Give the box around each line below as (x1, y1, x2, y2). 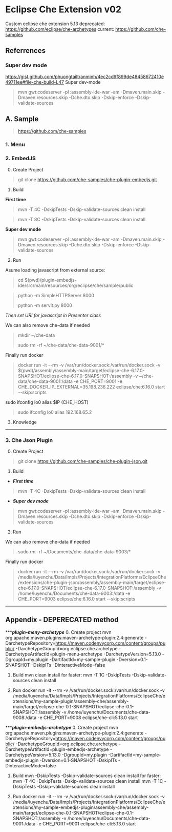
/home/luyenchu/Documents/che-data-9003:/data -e (17, 590, 131, 596)
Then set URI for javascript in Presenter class (5, 312, 101, 318)
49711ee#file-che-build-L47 (5, 79, 64, 85)
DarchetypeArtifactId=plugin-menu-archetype (5, 651, 103, 657)
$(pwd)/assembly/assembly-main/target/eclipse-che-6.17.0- (17, 367, 145, 373)
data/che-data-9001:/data (17, 378, 73, 384)
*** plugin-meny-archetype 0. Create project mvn (5, 629, 112, 635)
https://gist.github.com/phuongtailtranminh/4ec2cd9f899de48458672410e (5, 73, 164, 80)
